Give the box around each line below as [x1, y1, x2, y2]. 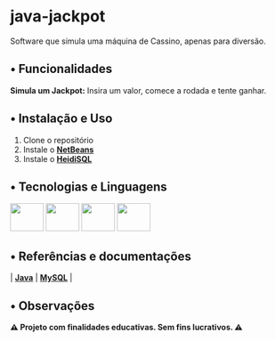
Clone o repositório [22, 134, 94, 145]
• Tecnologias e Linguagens [10, 179, 167, 194]
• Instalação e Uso [10, 111, 113, 126]
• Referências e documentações [10, 248, 192, 264]
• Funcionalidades [10, 61, 113, 77]
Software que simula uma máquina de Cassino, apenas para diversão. [10, 36, 266, 46]
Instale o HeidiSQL [22, 153, 93, 164]
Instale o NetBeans [22, 144, 94, 155]
